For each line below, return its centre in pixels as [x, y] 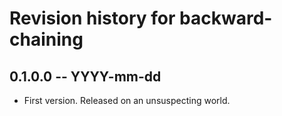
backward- [226, 18]
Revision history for [92, 18]
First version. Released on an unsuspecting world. [127, 100]
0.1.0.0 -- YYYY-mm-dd [85, 76]
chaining [46, 39]
